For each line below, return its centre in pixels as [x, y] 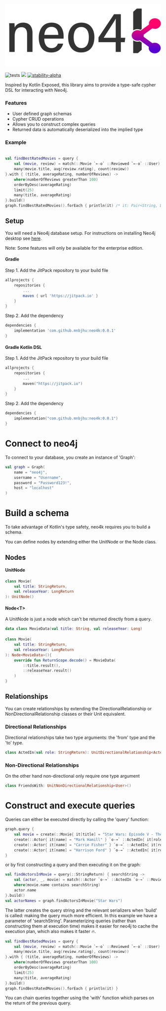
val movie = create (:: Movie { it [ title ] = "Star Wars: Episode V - [84, 834]
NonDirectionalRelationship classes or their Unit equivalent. [65, 714]
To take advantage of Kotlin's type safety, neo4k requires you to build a [78, 527]
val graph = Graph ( [25, 467]
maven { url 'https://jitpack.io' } [61, 296]
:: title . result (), [42, 666]
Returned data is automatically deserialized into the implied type [78, 130]
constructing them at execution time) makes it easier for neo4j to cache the [82, 926]
